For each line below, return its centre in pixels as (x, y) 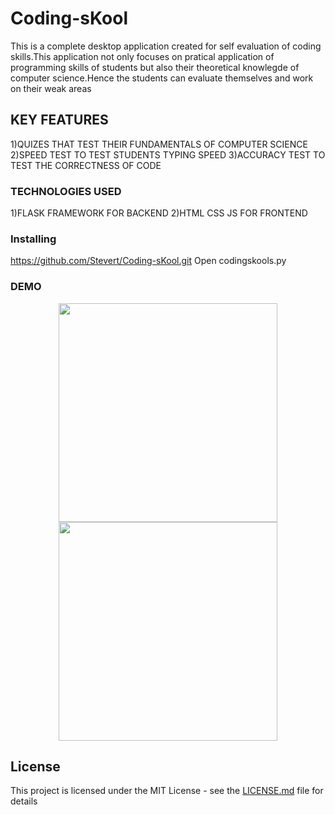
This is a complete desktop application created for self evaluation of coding (166, 46)
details (24, 801)
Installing (33, 239)
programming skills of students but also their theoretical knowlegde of (155, 67)
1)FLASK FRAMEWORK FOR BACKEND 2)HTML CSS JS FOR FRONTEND (159, 213)
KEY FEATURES (59, 120)
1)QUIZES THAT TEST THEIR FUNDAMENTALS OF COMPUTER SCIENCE (159, 144)
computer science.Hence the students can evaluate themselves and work (162, 78)
